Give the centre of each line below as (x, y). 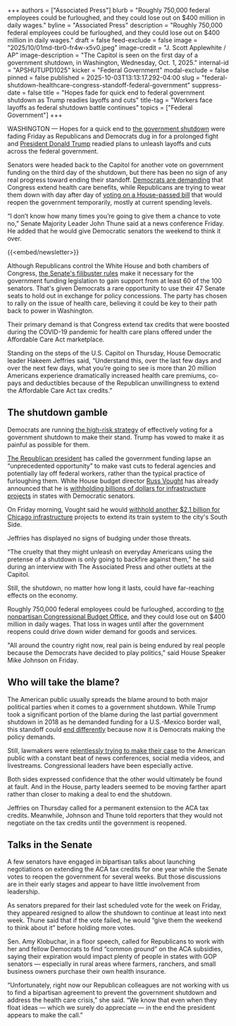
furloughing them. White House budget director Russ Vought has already (113, 481)
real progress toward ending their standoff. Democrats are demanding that (115, 180)
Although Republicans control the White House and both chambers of (108, 266)
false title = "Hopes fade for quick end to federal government (116, 92)
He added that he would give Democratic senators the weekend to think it (114, 231)
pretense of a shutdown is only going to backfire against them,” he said (111, 559)
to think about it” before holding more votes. (72, 928)
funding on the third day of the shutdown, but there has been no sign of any (117, 172)
